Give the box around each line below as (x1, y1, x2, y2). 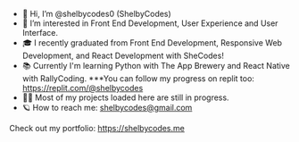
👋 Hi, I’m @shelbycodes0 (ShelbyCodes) (21, 9, 171, 19)
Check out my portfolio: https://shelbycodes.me (9, 123, 185, 133)
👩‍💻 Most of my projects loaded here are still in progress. (21, 92, 229, 103)
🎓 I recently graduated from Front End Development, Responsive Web (21, 38, 283, 48)
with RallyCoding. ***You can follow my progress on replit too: (21, 73, 254, 84)
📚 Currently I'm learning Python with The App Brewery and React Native (21, 61, 290, 71)
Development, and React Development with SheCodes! (21, 50, 225, 61)
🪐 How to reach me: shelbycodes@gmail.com (21, 103, 193, 113)
